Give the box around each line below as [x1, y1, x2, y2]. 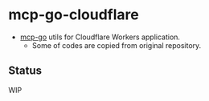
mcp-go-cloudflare [8, 6, 139, 24]
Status [8, 64, 43, 78]
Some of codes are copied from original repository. [31, 40, 202, 50]
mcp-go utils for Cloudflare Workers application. [19, 32, 181, 42]
